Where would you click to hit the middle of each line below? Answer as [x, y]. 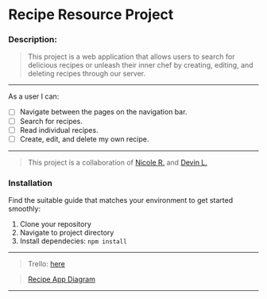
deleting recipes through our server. [86, 74]
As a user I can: [34, 96]
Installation [31, 183]
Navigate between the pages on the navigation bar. [103, 112]
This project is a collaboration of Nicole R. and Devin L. [118, 162]
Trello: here [46, 264]
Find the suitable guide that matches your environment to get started [121, 200]
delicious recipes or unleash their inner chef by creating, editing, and [140, 65]
